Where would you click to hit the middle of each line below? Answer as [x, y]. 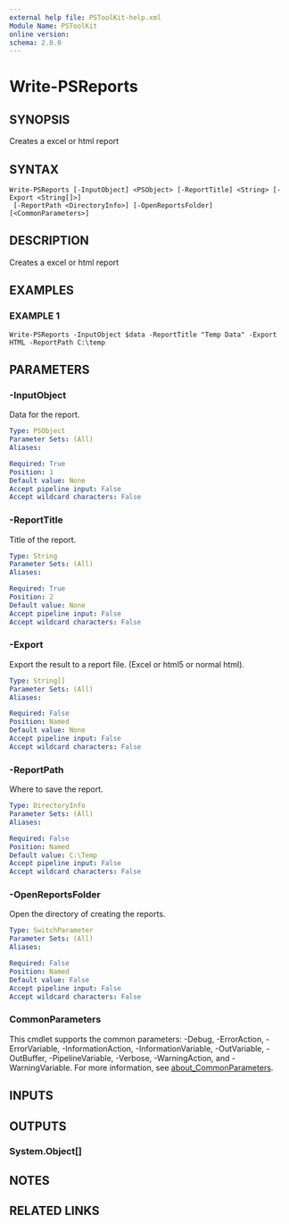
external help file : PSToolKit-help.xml [86, 17]
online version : [39, 34]
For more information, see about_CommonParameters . [174, 1067]
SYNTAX [34, 170]
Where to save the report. [57, 789]
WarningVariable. [41, 1067]
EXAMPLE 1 [35, 316]
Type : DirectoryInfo [48, 806]
